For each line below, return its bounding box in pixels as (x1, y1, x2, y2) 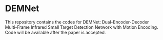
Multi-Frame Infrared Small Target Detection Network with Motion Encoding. (5, 24, 159, 30)
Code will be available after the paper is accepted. (5, 29, 106, 35)
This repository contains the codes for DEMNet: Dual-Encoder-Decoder (5, 19, 149, 25)
